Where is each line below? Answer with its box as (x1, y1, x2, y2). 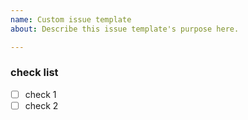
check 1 (24, 88, 57, 100)
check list (10, 66, 59, 80)
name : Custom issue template (10, 14, 132, 25)
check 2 (24, 99, 59, 111)
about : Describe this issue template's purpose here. (10, 24, 240, 34)
